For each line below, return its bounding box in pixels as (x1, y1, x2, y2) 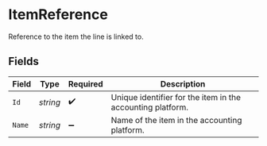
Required (68, 78, 103, 89)
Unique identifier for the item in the (110, 91, 241, 102)
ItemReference (8, 6, 109, 24)
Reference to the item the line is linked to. (8, 32, 145, 41)
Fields (8, 55, 40, 68)
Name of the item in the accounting (110, 114, 242, 125)
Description (160, 78, 206, 89)
